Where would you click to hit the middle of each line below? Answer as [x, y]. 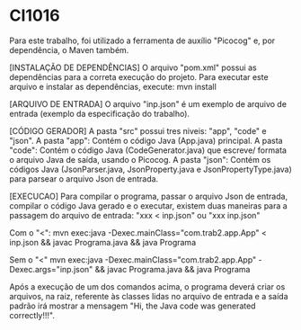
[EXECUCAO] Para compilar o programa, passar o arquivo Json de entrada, [149, 196]
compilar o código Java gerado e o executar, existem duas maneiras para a [148, 205]
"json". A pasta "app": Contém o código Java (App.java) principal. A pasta [146, 140]
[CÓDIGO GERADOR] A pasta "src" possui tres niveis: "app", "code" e [138, 130]
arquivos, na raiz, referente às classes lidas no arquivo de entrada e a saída [149, 296]
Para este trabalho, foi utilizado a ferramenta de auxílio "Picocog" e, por [142, 40]
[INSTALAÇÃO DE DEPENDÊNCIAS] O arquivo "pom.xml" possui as [133, 67]
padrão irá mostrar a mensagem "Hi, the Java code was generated [133, 306]
